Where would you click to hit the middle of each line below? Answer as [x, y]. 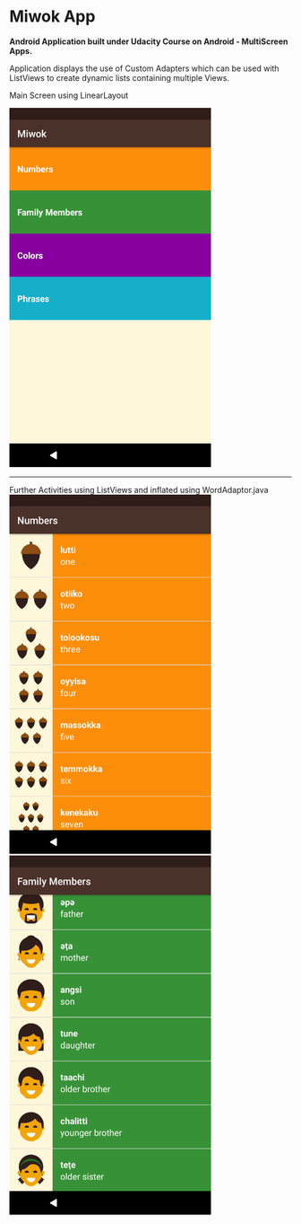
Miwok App [52, 17]
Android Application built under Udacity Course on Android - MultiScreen [149, 41]
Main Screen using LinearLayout [69, 95]
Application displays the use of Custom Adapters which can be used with [144, 68]
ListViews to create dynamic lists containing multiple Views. [120, 77]
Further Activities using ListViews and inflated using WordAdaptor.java [139, 489]
